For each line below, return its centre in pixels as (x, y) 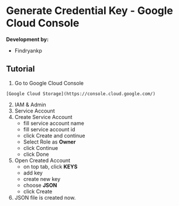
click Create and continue (54, 135)
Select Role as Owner (49, 142)
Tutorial (20, 69)
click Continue (41, 148)
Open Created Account (42, 160)
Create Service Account (43, 117)
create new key (42, 179)
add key (33, 173)
